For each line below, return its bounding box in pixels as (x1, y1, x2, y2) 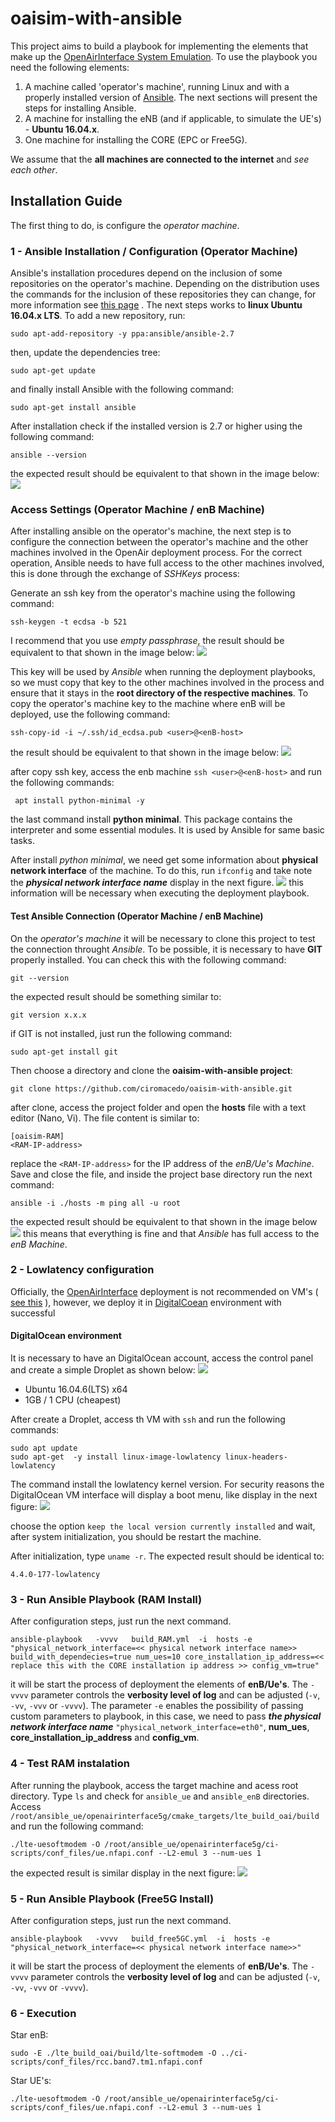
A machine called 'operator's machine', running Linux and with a (24, 80, 290, 92)
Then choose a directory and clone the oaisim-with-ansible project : (10, 1064, 293, 1076)
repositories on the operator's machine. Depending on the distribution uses (10, 278, 320, 290)
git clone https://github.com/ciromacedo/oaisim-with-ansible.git (10, 1083, 293, 1094)
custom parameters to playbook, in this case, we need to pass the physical (10, 1710, 322, 1722)
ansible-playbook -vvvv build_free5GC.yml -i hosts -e (10, 1933, 271, 1944)
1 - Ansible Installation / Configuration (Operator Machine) (10, 244, 298, 258)
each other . (10, 163, 58, 176)
